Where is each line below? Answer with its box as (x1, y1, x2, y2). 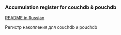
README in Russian (5, 15, 45, 21)
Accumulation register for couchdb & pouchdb (5, 4, 117, 11)
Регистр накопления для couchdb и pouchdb (5, 24, 98, 30)
